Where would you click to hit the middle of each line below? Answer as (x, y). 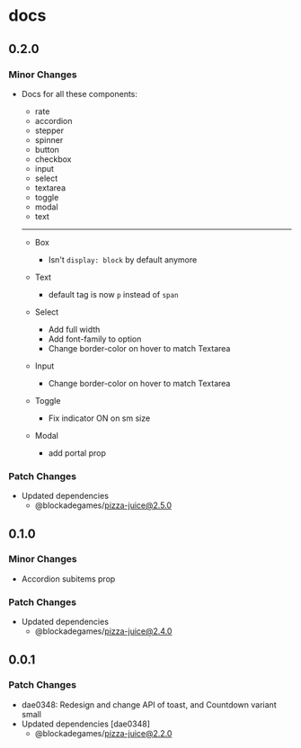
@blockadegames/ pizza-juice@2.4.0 (103, 631)
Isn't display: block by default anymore (123, 259)
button (47, 149)
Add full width (74, 329)
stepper (49, 130)
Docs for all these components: (80, 93)
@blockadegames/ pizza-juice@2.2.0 (103, 733)
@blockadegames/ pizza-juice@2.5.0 (103, 505)
